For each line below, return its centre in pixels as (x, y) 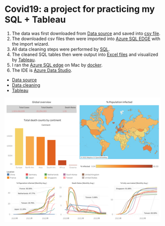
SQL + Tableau (35, 20)
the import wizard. (30, 44)
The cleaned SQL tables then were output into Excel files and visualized (85, 54)
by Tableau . (24, 59)
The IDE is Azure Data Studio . (42, 70)
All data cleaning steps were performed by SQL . (61, 49)
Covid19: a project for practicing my (80, 9)
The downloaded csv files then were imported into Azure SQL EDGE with (86, 39)
